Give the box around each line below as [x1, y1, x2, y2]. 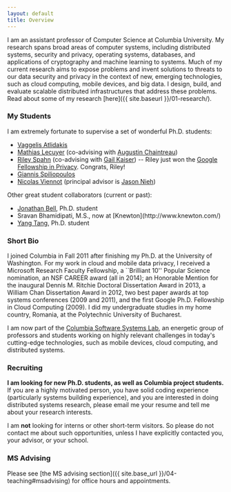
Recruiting [7, 363, 43, 373]
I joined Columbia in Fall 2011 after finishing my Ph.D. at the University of [7, 252, 212, 260]
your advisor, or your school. [7, 436, 89, 444]
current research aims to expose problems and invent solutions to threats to [7, 65, 223, 73]
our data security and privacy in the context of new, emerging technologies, [7, 72, 223, 80]
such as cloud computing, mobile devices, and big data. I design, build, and [7, 79, 222, 88]
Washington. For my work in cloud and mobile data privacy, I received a [7, 259, 210, 267]
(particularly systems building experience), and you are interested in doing [7, 393, 219, 401]
